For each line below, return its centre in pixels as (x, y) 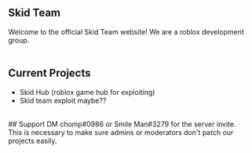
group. (19, 40)
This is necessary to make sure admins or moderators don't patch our (121, 132)
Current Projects (49, 73)
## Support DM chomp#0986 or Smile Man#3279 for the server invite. (122, 124)
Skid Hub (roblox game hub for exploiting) (87, 92)
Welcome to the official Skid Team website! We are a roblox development (126, 31)
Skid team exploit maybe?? (63, 100)
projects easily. (33, 140)
